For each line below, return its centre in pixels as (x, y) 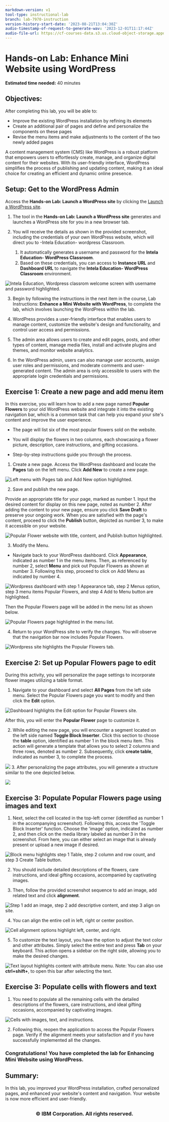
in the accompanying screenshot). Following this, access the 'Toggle (83, 823)
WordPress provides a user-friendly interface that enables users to (81, 319)
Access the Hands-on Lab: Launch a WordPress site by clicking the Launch (84, 201)
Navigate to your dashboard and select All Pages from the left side (81, 690)
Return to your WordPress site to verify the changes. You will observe (84, 632)
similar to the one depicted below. (40, 773)
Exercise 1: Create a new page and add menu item (84, 392)
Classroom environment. (46, 273)
